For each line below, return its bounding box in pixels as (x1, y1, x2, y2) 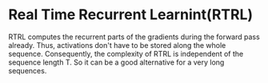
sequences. (8, 65, 47, 75)
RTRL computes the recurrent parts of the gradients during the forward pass (8, 32, 260, 41)
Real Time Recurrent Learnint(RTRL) (8, 6, 254, 24)
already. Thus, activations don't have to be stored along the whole (8, 40, 226, 49)
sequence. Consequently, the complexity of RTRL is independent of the (8, 49, 244, 58)
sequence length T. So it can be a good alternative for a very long (8, 57, 225, 67)
